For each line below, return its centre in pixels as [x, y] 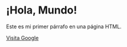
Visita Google [22, 38]
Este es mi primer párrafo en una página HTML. [64, 26]
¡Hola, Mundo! [42, 10]
